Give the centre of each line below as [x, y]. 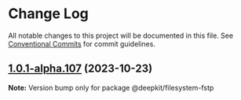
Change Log [48, 14]
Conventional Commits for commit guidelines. [82, 43]
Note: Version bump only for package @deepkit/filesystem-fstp [111, 87]
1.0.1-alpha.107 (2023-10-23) [80, 69]
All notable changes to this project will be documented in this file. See [121, 35]
